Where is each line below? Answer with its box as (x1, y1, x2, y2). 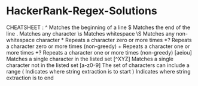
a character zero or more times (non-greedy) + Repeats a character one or (6, 43, 190, 50)
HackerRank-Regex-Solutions (6, 4, 157, 18)
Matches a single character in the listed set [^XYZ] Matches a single (6, 55, 173, 62)
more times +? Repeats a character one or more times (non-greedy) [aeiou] (6, 49, 193, 56)
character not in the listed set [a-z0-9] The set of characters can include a (6, 61, 190, 69)
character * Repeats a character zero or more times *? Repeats (35, 36, 193, 43)
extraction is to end (6, 74, 54, 81)
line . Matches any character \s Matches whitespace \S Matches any (6, 30, 175, 37)
